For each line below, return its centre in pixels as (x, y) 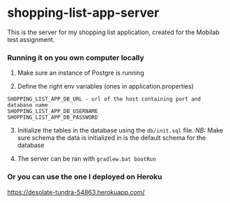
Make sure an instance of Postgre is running (80, 73)
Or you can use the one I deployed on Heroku (85, 177)
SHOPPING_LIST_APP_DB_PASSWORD (53, 118)
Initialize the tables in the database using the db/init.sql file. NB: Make (120, 130)
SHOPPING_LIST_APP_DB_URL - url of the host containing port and (104, 99)
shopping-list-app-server (83, 13)
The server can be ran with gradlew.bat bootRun (87, 159)
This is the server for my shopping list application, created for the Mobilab (113, 32)
